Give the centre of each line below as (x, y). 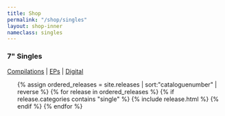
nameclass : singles (35, 32)
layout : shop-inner (35, 26)
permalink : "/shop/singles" (47, 20)
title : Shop (24, 13)
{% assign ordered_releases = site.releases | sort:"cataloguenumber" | (117, 84)
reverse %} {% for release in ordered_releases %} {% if (96, 91)
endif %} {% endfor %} (50, 106)
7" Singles (25, 57)
